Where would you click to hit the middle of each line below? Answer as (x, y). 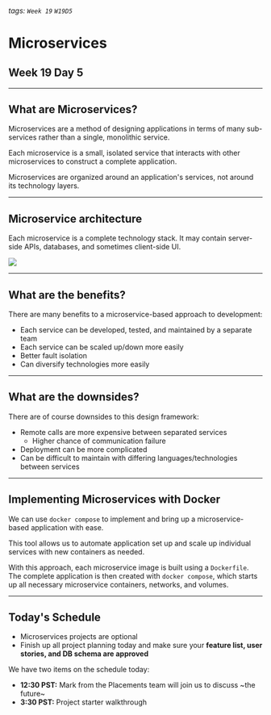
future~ (33, 694)
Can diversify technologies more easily (85, 364)
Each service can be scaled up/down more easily (102, 347)
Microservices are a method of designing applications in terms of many (127, 129)
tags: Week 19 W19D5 (40, 10)
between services (50, 466)
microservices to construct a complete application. (93, 161)
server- (241, 238)
